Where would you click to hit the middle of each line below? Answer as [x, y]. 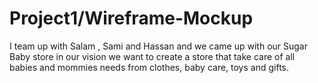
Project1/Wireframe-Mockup [131, 18]
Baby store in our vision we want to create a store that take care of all [152, 56]
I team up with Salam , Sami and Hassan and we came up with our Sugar [158, 46]
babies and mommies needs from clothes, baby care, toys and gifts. [149, 67]
